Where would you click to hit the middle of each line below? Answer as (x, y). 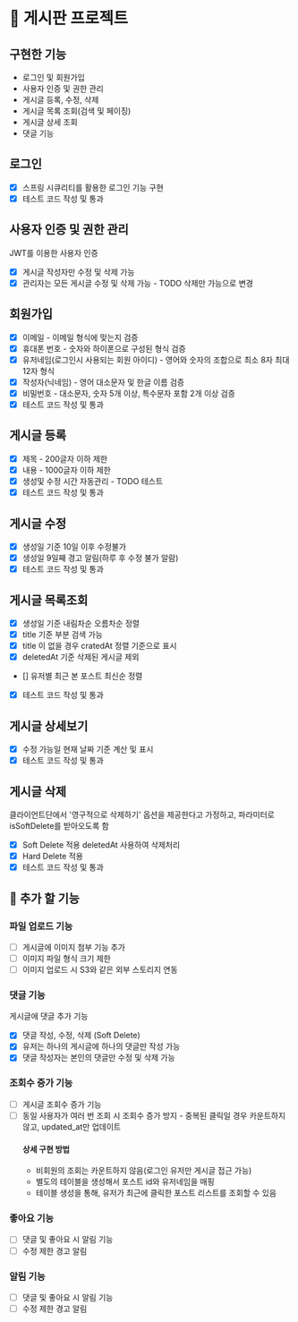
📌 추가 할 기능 (45, 898)
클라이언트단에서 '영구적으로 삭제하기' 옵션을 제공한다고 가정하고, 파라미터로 (142, 815)
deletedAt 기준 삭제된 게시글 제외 (81, 657)
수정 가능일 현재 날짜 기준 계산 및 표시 (88, 749)
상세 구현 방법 (46, 1149)
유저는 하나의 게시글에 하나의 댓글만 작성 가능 (101, 1046)
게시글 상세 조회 (50, 122)
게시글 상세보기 (49, 726)
